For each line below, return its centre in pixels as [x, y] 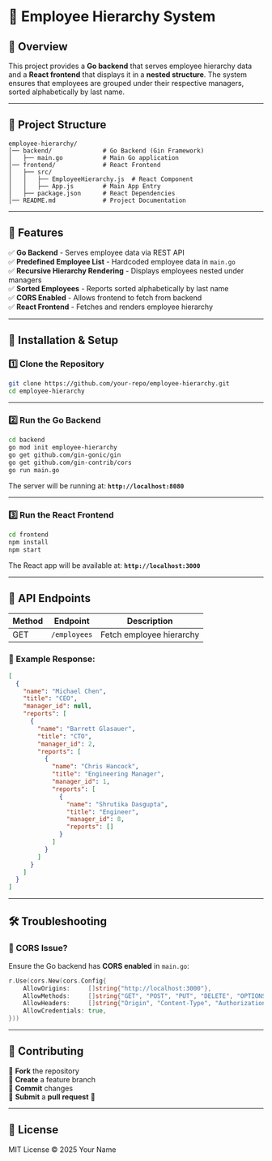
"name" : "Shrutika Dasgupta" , [117, 804]
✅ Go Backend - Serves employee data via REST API [96, 252]
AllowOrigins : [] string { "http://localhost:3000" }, [117, 988]
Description [150, 621]
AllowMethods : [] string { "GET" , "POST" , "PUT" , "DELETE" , [128, 996]
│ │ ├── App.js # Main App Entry [85, 186]
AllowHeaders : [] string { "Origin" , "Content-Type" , [117, 1004]
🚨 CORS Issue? [38, 948]
